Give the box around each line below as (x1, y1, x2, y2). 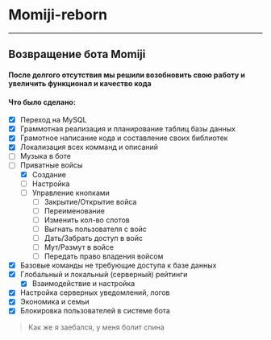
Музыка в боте (19, 151, 71, 161)
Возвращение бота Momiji (8, 48, 146, 61)
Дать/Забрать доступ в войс (44, 233, 144, 243)
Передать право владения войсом (44, 251, 164, 261)
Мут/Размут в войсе (44, 243, 115, 251)
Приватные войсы (19, 160, 83, 170)
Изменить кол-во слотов (44, 215, 131, 225)
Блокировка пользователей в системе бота (19, 306, 171, 316)
